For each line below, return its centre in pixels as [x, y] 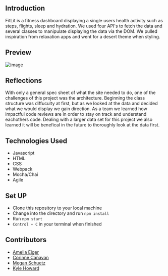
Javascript [23, 153]
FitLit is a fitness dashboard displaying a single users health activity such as [84, 20]
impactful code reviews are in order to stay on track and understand [76, 114]
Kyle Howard [26, 268]
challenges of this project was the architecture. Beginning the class [75, 98]
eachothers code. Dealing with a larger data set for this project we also [79, 120]
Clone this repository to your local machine [57, 208]
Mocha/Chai [25, 174]
